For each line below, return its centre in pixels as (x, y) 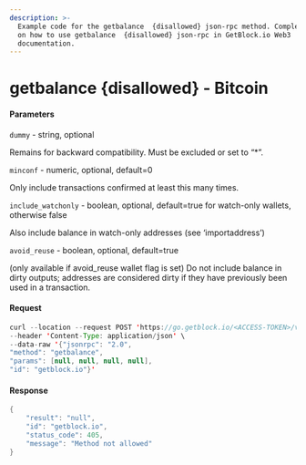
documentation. (46, 43)
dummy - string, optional (52, 134)
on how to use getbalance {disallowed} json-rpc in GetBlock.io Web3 (154, 35)
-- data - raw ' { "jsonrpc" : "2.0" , (71, 344)
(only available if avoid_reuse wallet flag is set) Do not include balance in (146, 268)
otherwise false (38, 214)
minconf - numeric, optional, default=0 (81, 170)
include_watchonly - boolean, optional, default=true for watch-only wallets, (150, 205)
